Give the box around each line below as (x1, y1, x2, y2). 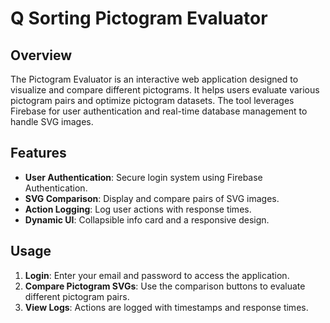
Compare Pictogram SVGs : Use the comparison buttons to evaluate (24, 280, 306, 292)
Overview (10, 47, 73, 64)
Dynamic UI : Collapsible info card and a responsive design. (24, 213, 270, 226)
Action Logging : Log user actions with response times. (24, 203, 252, 215)
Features (10, 145, 67, 162)
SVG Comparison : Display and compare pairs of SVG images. (24, 192, 280, 204)
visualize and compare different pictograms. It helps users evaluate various (10, 84, 320, 96)
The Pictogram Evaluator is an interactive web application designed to (10, 73, 299, 85)
